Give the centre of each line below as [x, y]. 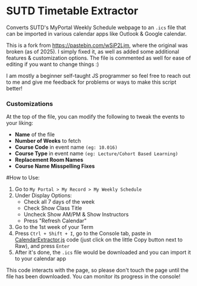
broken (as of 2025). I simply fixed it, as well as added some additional [93, 51]
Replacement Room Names [49, 160]
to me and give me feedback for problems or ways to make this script [91, 82]
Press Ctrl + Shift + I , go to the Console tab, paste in [83, 234]
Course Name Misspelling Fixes [55, 166]
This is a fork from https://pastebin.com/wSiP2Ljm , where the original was [97, 45]
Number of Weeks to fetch [48, 141]
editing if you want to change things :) [53, 64]
